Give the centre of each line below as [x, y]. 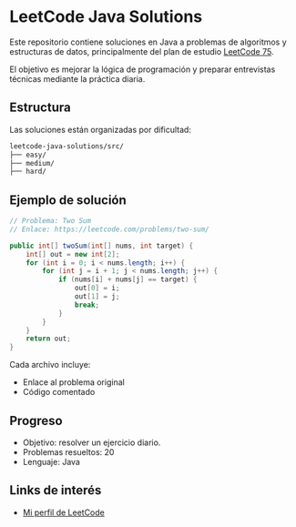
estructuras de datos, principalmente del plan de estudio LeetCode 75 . [142, 51]
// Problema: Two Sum [51, 221]
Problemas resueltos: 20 [68, 452]
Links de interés [56, 490]
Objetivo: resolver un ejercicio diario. [92, 442]
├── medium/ [32, 163]
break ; [87, 305]
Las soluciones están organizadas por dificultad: [100, 129]
